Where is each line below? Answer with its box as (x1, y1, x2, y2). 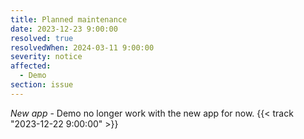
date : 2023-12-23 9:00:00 (10, 24, 118, 34)
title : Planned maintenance (10, 14, 128, 25)
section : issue (10, 80, 74, 90)
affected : (10, 61, 52, 71)
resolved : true (10, 33, 74, 43)
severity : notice (10, 52, 83, 62)
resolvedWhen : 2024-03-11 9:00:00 (10, 42, 155, 53)
